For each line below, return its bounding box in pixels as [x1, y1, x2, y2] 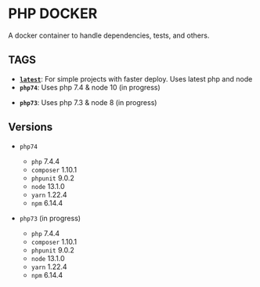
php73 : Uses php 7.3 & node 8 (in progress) [19, 97, 157, 107]
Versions [8, 121, 53, 134]
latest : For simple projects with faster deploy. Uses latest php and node [19, 74, 253, 83]
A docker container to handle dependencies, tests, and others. [8, 31, 210, 40]
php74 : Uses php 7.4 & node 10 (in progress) [19, 82, 161, 92]
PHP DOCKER [8, 5, 98, 23]
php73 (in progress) [19, 213, 81, 223]
